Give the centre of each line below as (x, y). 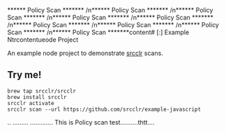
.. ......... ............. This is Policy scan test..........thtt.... (81, 122)
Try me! (24, 75)
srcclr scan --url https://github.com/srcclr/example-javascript (104, 109)
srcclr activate (31, 103)
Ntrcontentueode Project (43, 40)
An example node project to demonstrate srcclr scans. (85, 53)
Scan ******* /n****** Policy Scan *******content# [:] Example (98, 32)
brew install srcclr (37, 97)
